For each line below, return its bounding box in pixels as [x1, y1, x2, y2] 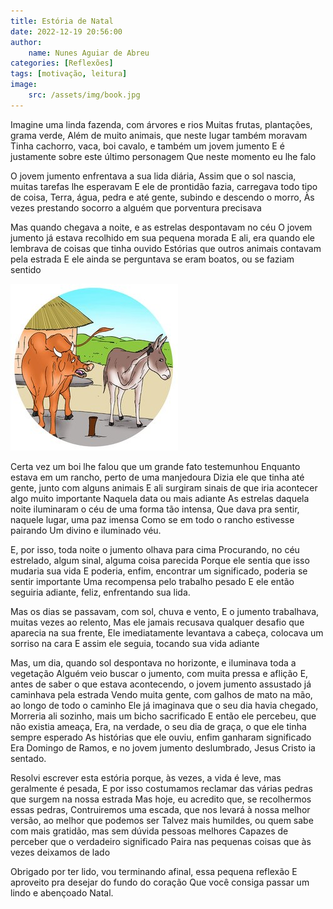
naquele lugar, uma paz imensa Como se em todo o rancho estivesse [10, 513, 295, 525]
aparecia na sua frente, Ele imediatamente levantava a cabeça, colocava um [10, 626, 324, 639]
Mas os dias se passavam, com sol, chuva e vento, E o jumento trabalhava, [10, 605, 320, 617]
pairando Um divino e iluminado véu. [10, 524, 162, 536]
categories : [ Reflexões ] [10, 58, 114, 69]
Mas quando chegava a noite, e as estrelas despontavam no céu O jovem [10, 221, 313, 233]
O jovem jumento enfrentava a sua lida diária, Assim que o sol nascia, [10, 170, 297, 182]
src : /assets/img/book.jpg [28, 90, 141, 100]
